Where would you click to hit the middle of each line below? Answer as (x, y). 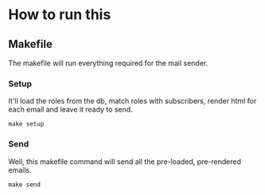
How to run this (60, 15)
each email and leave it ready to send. (70, 110)
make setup (26, 124)
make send (25, 185)
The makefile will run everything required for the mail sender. (108, 63)
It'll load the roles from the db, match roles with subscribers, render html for (132, 101)
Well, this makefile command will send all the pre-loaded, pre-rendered (125, 162)
